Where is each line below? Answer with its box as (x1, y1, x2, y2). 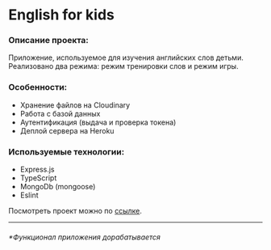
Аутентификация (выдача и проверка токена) (19, 117, 177, 127)
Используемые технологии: (8, 146, 125, 157)
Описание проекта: (8, 35, 89, 46)
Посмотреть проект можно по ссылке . (8, 206, 143, 216)
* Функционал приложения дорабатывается (8, 232, 161, 242)
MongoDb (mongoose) (19, 182, 96, 192)
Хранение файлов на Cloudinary (19, 100, 131, 110)
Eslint (19, 190, 39, 200)
